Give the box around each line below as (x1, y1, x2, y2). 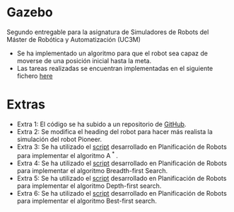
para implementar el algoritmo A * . (16, 150, 118, 160)
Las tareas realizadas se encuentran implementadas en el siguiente (16, 64, 213, 72)
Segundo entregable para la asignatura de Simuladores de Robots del (6, 28, 209, 36)
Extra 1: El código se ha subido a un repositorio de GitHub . (16, 120, 187, 128)
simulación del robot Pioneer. (16, 135, 103, 143)
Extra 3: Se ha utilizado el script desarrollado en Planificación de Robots (16, 143, 227, 151)
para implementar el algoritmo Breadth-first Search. (16, 166, 168, 174)
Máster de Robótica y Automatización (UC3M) (6, 35, 141, 43)
